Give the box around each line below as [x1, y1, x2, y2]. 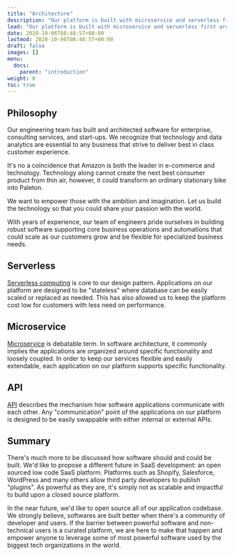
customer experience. [7, 148, 70, 157]
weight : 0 [7, 74, 36, 82]
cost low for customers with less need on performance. [7, 301, 166, 309]
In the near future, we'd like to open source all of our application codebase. [7, 504, 223, 512]
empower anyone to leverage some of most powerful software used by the [7, 534, 221, 542]
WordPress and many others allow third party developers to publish [7, 476, 201, 484]
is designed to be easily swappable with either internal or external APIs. [7, 415, 212, 423]
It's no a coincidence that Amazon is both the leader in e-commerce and [7, 161, 215, 170]
